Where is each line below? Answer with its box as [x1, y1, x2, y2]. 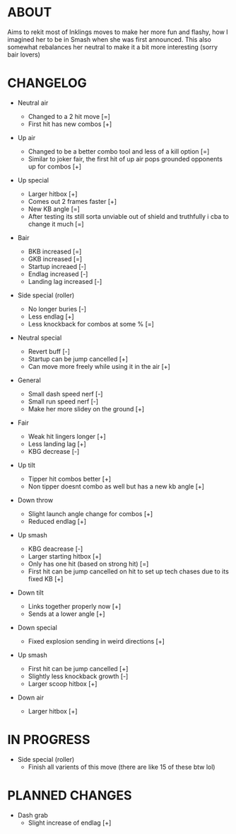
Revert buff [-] [28, 347, 71, 355]
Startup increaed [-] [28, 262, 87, 270]
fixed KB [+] [28, 574, 64, 583]
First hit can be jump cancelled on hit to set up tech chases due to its [28, 567, 230, 576]
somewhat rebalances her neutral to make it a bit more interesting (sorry [7, 42, 218, 51]
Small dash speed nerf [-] [28, 389, 103, 398]
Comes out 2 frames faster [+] [28, 197, 117, 205]
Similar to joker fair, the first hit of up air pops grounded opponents [28, 154, 223, 163]
